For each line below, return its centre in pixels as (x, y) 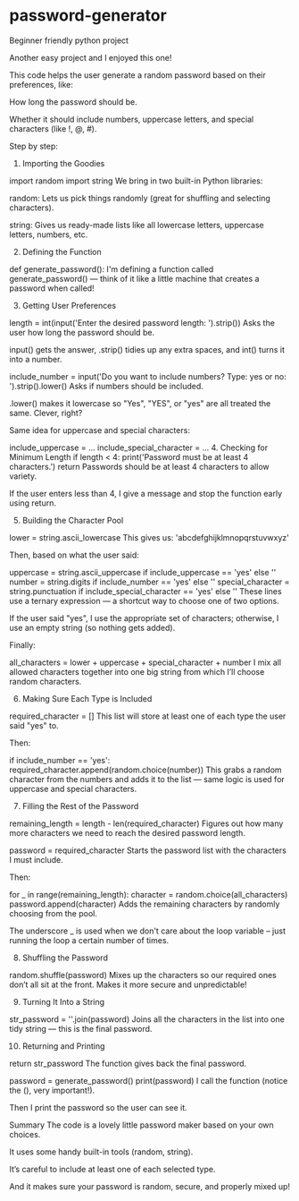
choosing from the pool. (54, 913)
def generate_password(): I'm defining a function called (112, 268)
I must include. (37, 859)
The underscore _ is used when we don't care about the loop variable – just (147, 931)
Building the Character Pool (73, 520)
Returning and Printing (63, 1046)
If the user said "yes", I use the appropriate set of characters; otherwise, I (144, 618)
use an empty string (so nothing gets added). (92, 627)
